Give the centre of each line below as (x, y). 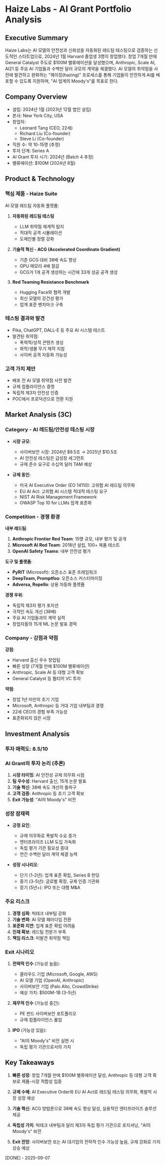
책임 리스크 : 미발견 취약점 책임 (41, 938)
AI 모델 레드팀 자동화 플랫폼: (32, 205)
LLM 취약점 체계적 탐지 (42, 226)
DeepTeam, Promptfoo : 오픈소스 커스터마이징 (57, 579)
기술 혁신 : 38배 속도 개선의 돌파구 (44, 787)
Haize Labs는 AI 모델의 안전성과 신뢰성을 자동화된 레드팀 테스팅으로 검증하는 (79, 50)
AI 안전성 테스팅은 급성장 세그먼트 (52, 458)
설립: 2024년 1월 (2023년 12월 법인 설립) (52, 109)
